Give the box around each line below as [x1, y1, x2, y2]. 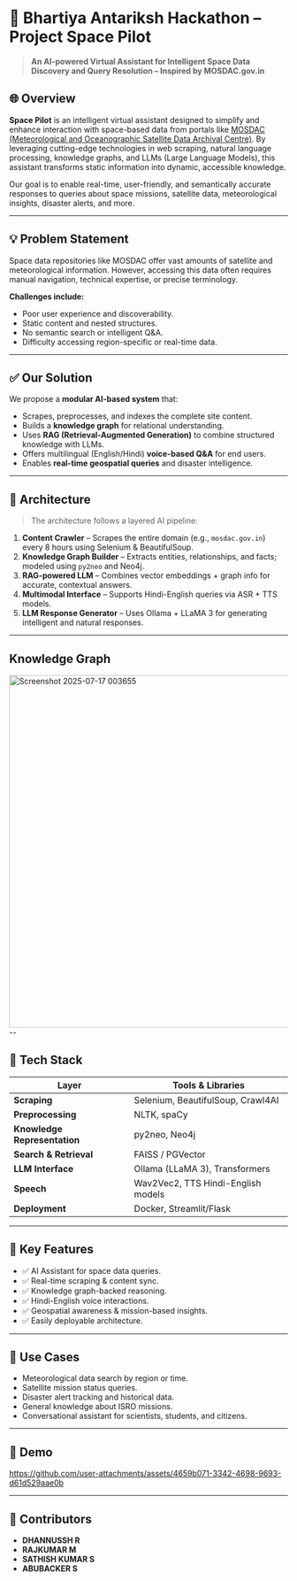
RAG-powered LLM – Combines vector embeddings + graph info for [21, 570, 270, 581]
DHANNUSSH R [21, 1535, 80, 1546]
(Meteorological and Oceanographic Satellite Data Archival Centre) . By [9, 133, 266, 144]
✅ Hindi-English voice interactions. [21, 1295, 149, 1306]
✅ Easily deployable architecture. [21, 1315, 143, 1326]
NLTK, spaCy [133, 1108, 188, 1121]
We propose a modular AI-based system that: [9, 394, 179, 405]
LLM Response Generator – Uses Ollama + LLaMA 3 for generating [21, 608, 268, 619]
